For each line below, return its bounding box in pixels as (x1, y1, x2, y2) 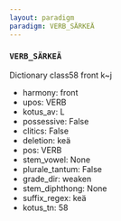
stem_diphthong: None (22, 182, 107, 194)
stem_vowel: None (22, 154, 91, 165)
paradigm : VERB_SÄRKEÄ (9, 22, 95, 31)
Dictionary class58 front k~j (9, 69, 113, 80)
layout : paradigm (9, 13, 75, 23)
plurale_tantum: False (22, 163, 102, 174)
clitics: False (22, 125, 70, 136)
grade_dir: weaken (22, 173, 92, 184)
